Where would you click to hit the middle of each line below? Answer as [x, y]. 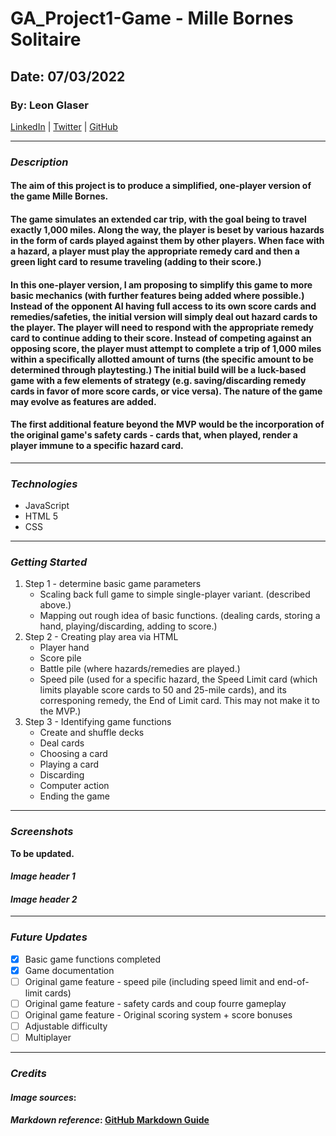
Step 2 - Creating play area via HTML [101, 637]
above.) [55, 605]
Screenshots [42, 832]
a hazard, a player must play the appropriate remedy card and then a [155, 251]
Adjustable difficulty [66, 1026]
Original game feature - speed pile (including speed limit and [149, 981]
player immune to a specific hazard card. [97, 446]
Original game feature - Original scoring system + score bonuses [158, 1015]
